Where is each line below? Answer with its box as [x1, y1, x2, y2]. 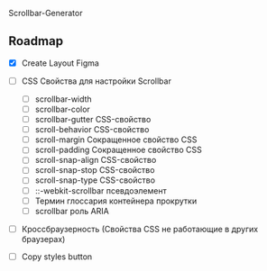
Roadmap [8, 33, 64, 49]
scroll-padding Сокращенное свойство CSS [34, 144, 202, 156]
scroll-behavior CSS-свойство [34, 124, 150, 135]
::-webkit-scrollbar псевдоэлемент [34, 185, 168, 196]
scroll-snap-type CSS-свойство [34, 175, 155, 185]
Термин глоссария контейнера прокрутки [34, 195, 198, 206]
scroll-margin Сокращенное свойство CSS [34, 134, 198, 145]
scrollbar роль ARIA [34, 205, 109, 216]
